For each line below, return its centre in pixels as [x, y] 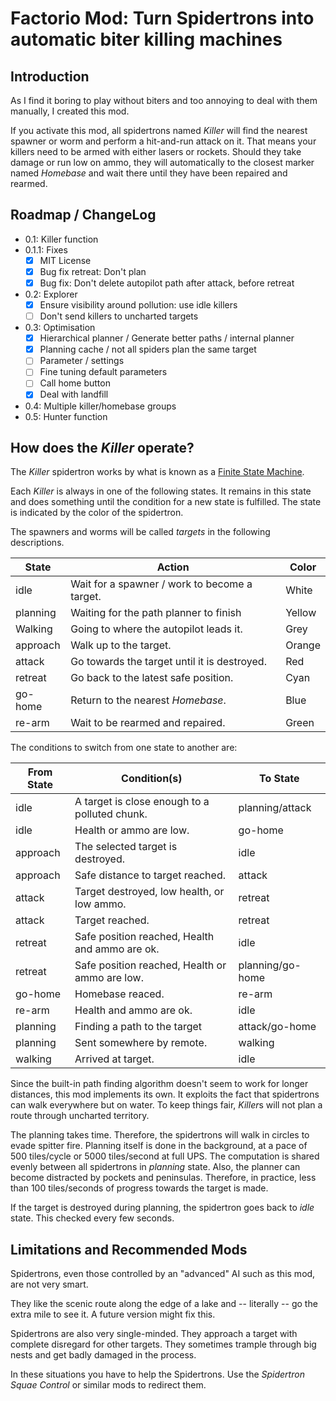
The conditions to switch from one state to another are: [124, 748]
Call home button [75, 383]
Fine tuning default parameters [103, 372]
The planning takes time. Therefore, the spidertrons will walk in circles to [160, 1135]
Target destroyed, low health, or [149, 892]
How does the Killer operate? [102, 447]
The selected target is [126, 847]
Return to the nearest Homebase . [148, 700]
